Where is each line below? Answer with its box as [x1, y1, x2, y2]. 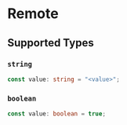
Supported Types [7, 36, 95, 50]
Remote [7, 5, 60, 23]
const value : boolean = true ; [7, 110, 107, 118]
